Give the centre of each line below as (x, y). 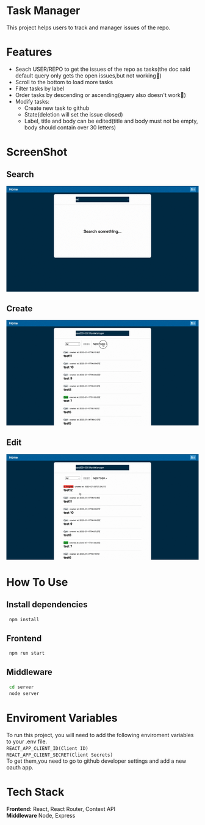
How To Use (37, 582)
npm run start (27, 654)
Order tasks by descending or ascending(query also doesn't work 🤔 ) (100, 95)
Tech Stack (35, 792)
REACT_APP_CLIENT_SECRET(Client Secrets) (60, 755)
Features (29, 52)
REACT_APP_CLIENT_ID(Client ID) (47, 748)
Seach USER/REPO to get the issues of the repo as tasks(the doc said (103, 69)
